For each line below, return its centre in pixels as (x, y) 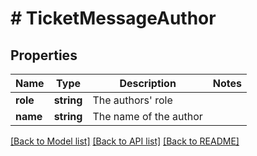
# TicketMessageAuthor (113, 18)
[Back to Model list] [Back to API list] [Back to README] (125, 141)
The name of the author (147, 116)
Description (148, 83)
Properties (44, 55)
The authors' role (132, 100)
